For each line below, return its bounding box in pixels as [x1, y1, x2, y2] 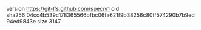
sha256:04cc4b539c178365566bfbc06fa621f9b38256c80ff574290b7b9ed [6, 11, 196, 19]
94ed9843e [6, 18, 36, 25]
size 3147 [37, 18, 61, 25]
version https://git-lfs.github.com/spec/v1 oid [6, 5, 120, 12]
